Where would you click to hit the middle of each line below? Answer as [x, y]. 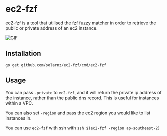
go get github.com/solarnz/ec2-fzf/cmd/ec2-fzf [56, 65]
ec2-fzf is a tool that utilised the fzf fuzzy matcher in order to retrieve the [81, 23]
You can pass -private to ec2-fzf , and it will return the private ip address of [83, 92]
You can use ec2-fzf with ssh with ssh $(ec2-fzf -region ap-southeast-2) [83, 128]
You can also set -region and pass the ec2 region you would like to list [78, 113]
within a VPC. [19, 103]
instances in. [18, 118]
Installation [23, 54]
